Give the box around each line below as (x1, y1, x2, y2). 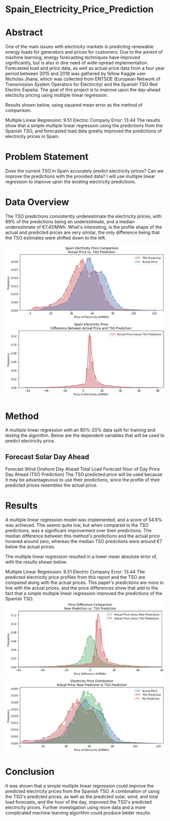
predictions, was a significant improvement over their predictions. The (5, 528, 152, 534)
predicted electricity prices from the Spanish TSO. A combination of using (5, 788, 160, 794)
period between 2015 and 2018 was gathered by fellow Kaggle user (5, 71, 146, 77)
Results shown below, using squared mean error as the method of (5, 102, 143, 108)
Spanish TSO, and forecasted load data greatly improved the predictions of (5, 128, 162, 134)
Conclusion (5, 766, 55, 777)
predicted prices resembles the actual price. (5, 482, 98, 488)
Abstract (5, 27, 43, 39)
